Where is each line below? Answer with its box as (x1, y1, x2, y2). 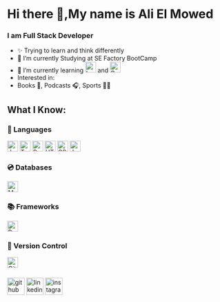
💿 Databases (7, 163, 52, 172)
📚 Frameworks (7, 202, 60, 212)
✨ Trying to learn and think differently (17, 46, 124, 54)
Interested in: (17, 74, 55, 82)
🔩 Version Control (7, 241, 68, 250)
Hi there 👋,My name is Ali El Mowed (7, 6, 214, 22)
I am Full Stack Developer (7, 31, 94, 41)
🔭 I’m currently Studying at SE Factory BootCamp (17, 54, 157, 63)
